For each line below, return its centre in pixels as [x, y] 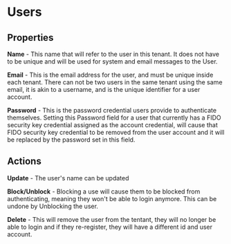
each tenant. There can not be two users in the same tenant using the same [115, 82]
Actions [24, 161]
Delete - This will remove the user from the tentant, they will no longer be [112, 219]
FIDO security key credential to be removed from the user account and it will [116, 132]
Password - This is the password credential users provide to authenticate [112, 110]
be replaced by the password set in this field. [71, 140]
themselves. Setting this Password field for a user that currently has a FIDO [114, 118]
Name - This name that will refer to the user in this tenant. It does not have [113, 54]
